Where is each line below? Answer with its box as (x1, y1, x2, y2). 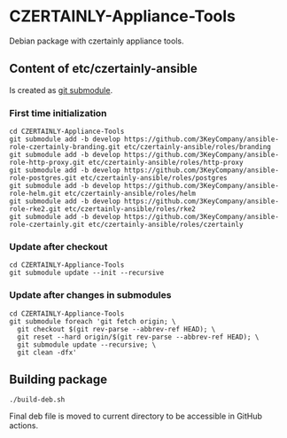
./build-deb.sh (9, 395, 66, 404)
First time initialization (9, 106, 108, 119)
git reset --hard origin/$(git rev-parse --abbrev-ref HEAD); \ (17, 332, 260, 341)
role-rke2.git (9, 205, 62, 214)
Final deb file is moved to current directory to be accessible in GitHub (9, 411, 263, 422)
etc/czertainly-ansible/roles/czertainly (88, 220, 244, 230)
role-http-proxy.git (9, 158, 86, 168)
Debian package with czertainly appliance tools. (9, 35, 184, 46)
